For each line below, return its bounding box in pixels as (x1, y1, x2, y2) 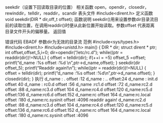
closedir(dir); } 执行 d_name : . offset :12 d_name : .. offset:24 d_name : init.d (5, 76, 158, 82)
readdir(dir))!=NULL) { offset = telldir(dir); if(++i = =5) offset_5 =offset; (5, 55, 146, 60)
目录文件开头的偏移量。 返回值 (5, 29, 66, 34)
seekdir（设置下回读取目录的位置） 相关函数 (5, 4, 94, 10)
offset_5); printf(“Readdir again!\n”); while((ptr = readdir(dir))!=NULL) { (5, 65, 146, 70)
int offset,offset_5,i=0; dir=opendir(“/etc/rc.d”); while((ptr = (5, 50, 123, 55)
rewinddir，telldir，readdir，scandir (5, 10, 77, 16)
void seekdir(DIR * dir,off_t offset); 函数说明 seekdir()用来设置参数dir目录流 (5, 17, 154, 22)
